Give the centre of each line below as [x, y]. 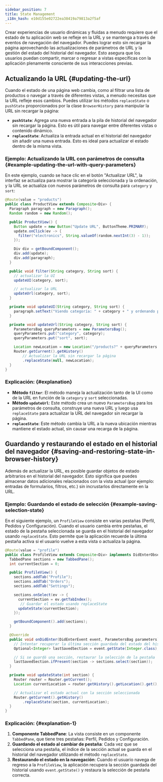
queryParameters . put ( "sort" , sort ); [51, 338]
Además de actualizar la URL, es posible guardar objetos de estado [72, 471]
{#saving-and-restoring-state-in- [103, 451]
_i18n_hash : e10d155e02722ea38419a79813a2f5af [53, 18]
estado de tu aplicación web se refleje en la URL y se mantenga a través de [80, 37]
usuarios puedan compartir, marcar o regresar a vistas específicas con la [78, 58]
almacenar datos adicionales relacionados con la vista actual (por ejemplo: [80, 481]
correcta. [21, 775]
